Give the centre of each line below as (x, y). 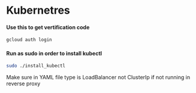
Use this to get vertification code (48, 27)
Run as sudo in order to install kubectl (54, 53)
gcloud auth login (29, 40)
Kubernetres (38, 10)
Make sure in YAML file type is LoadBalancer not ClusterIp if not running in (98, 77)
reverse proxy (23, 83)
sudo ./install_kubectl (36, 66)
